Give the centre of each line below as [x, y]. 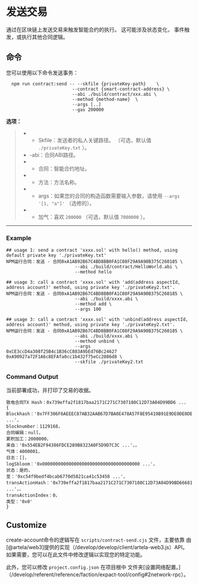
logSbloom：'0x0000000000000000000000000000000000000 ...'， [82, 464]
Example [19, 238]
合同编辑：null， [24, 433]
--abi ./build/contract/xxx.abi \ [114, 94]
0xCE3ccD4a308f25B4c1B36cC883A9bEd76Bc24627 [62, 352]
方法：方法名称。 [59, 182]
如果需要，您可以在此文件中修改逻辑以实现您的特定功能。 [76, 555]
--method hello [93, 272]
